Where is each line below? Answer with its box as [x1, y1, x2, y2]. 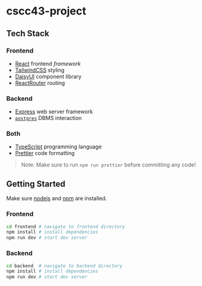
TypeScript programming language [14, 143, 102, 150]
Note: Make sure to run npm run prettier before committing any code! [21, 161, 196, 168]
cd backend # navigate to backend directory [6, 262, 122, 269]
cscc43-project [6, 4, 86, 18]
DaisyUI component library [14, 72, 82, 80]
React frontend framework [14, 60, 81, 67]
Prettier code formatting [14, 150, 75, 157]
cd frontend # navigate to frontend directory [6, 223, 125, 230]
